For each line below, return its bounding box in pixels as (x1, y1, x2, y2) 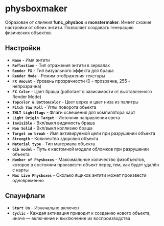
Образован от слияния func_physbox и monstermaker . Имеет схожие (5, 19, 152, 25)
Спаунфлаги (5, 192, 45, 200)
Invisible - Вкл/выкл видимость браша (12, 120, 95, 126)
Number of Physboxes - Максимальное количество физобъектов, (12, 156, 145, 162)
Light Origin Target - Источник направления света (12, 114, 120, 121)
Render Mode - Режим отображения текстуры (12, 72, 105, 79)
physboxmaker (5, 3, 68, 14)
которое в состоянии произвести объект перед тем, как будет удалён (12, 161, 159, 167)
